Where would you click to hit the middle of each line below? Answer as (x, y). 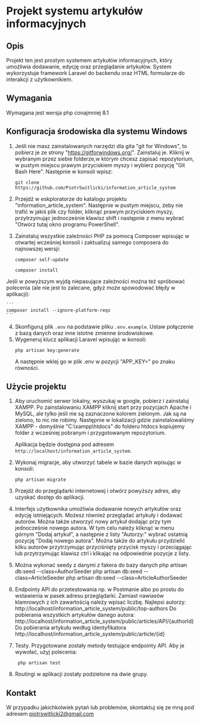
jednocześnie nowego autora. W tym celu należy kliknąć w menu (95, 528)
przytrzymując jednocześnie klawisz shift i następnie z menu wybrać (99, 218)
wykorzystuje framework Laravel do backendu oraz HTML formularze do (96, 73)
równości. (27, 367)
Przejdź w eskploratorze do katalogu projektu (71, 198)
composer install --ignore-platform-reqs (59, 310)
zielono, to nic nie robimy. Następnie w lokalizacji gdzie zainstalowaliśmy (104, 420)
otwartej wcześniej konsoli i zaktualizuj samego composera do (92, 242)
